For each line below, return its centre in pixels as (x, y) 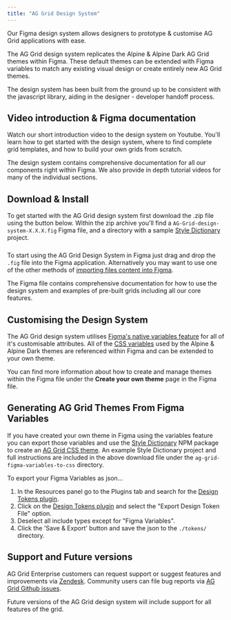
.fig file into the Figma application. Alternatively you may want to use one (112, 263)
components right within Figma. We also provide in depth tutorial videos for (114, 170)
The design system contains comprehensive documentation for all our (107, 163)
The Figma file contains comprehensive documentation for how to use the (112, 283)
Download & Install (48, 199)
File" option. (34, 513)
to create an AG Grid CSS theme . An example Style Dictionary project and (112, 450)
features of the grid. (36, 609)
